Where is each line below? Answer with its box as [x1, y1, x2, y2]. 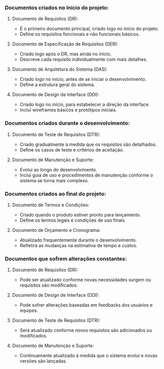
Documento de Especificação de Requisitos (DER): [12, 41, 119, 47]
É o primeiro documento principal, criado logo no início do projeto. [19, 26, 159, 32]
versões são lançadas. [19, 358, 67, 364]
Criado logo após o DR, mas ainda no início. [19, 51, 112, 57]
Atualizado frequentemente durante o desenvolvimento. [19, 237, 137, 243]
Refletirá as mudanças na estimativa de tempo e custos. [19, 242, 138, 248]
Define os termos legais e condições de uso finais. [19, 217, 126, 223]
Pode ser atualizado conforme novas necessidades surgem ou [19, 277, 151, 283]
